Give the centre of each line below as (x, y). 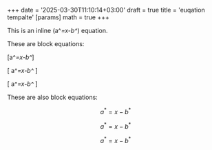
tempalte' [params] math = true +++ (59, 17)
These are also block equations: (52, 97)
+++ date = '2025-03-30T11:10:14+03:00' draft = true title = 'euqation (106, 10)
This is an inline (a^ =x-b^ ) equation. (57, 31)
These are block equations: (46, 44)
